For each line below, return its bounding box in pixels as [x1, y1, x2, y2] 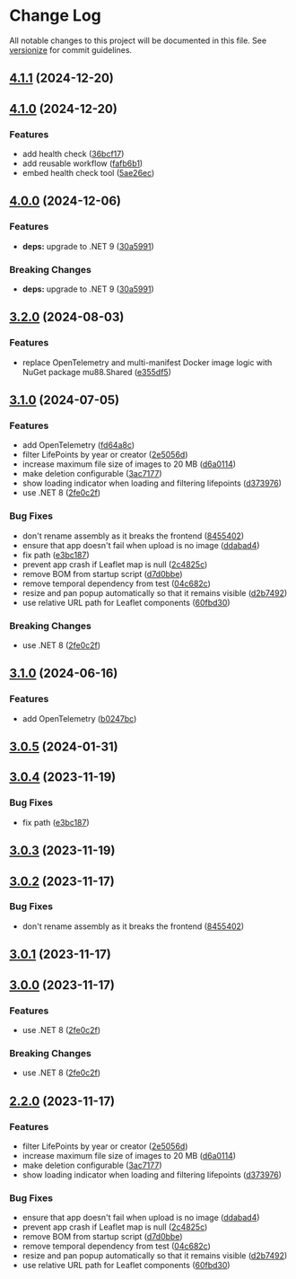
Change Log [9, 5, 101, 26]
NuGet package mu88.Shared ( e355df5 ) [22, 366, 172, 377]
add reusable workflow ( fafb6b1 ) [22, 158, 144, 169]
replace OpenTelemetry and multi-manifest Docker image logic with [22, 356, 273, 368]
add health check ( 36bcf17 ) [22, 149, 125, 160]
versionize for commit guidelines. [9, 44, 133, 55]
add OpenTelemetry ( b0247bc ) [22, 713, 137, 723]
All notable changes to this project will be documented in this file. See [9, 35, 267, 46]
